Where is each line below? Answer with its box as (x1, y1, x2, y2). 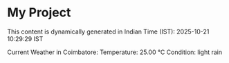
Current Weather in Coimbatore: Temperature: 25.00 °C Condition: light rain (7, 48, 223, 56)
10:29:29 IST (7, 34, 44, 42)
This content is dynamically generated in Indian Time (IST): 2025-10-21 (7, 27, 210, 36)
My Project (7, 5, 71, 21)
